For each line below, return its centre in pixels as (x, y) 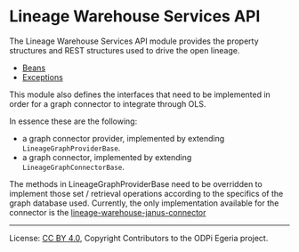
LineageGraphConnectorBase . (73, 167)
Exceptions (43, 77)
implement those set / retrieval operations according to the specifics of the (146, 193)
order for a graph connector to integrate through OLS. (108, 103)
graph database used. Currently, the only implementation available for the (144, 203)
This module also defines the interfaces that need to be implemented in (140, 94)
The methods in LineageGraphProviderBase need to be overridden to (136, 183)
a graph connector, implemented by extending (107, 157)
